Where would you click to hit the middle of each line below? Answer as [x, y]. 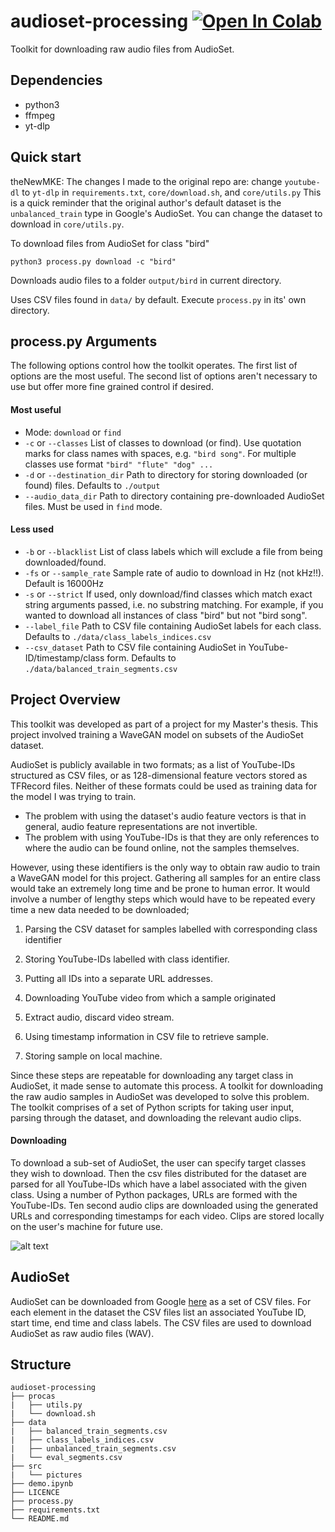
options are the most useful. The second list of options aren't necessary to [164, 376]
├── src [26, 1466]
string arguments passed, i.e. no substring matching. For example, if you [174, 604]
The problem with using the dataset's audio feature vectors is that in [165, 816]
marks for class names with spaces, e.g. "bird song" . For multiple [160, 453]
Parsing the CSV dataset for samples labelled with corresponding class [171, 929]
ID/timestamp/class [64, 657]
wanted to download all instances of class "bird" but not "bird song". [166, 615]
